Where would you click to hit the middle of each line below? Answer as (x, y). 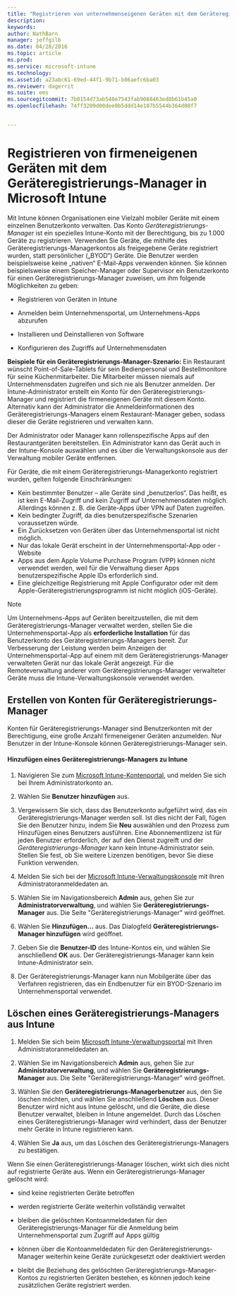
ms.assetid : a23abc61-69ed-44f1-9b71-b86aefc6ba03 (83, 80)
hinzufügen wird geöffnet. (85, 933)
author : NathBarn (33, 34)
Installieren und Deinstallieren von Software (81, 334)
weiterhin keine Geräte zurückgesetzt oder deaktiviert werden (135, 1256)
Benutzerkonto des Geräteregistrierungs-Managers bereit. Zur (98, 640)
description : (26, 21)
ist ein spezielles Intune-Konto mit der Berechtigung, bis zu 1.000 (130, 233)
